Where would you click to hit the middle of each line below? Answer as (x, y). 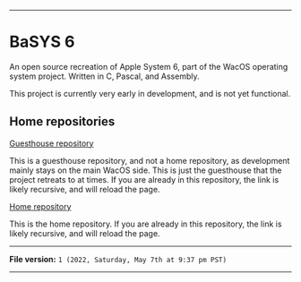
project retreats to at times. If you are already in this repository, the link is (144, 179)
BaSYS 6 (42, 42)
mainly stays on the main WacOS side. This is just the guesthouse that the (146, 170)
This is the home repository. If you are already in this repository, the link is (146, 224)
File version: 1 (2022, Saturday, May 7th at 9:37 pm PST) (118, 259)
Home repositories (62, 122)
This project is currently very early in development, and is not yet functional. (150, 93)
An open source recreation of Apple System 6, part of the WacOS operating (149, 66)
